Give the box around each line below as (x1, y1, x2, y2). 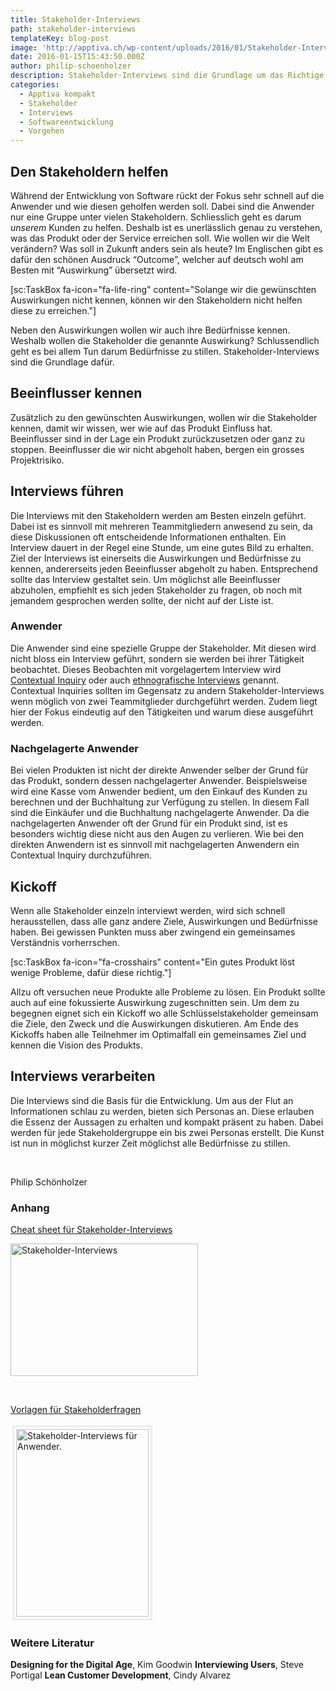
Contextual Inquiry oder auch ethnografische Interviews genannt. (10, 674, 280, 686)
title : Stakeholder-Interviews (10, 14, 141, 25)
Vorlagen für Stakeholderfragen (10, 1404, 142, 1416)
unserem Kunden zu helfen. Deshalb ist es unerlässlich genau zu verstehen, (10, 221, 323, 233)
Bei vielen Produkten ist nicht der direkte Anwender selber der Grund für (10, 764, 309, 776)
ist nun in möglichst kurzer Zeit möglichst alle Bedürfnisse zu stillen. (10, 1137, 291, 1149)
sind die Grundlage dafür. (10, 356, 115, 368)
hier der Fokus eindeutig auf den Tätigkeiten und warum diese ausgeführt (10, 706, 314, 718)
